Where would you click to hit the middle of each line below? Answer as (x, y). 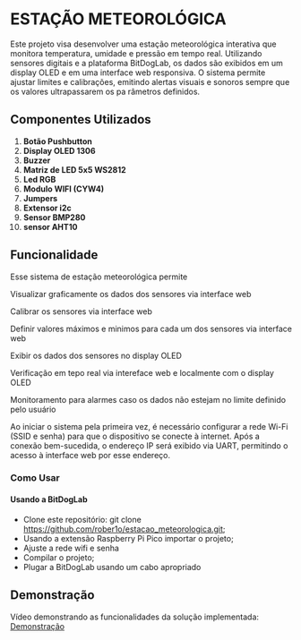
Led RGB (39, 179)
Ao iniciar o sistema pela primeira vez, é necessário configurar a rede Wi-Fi (149, 426)
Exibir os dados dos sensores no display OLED (96, 355)
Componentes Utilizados (81, 119)
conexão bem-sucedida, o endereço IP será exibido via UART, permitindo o (149, 445)
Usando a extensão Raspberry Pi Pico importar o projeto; (128, 538)
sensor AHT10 (50, 226)
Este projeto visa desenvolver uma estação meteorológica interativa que (143, 44)
